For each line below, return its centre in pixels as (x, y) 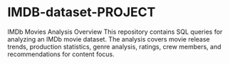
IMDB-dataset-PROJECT (82, 12)
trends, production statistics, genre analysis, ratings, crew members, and (115, 46)
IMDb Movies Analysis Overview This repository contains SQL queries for (115, 32)
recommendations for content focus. (61, 54)
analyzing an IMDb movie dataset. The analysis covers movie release (109, 39)
